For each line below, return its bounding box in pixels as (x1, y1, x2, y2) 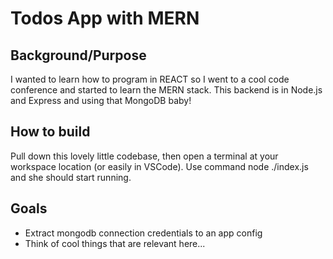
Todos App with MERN (10, 7, 200, 30)
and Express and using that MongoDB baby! (10, 95, 192, 106)
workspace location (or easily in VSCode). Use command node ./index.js (10, 160, 309, 172)
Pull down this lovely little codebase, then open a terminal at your (10, 150, 279, 162)
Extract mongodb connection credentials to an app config (24, 227, 263, 239)
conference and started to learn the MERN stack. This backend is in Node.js (10, 84, 323, 96)
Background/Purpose (10, 47, 147, 64)
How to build (10, 123, 91, 141)
